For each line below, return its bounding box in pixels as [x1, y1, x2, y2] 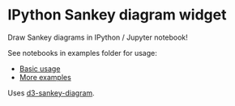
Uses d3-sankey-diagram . [7, 87, 95, 98]
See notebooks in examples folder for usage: [7, 48, 157, 57]
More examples [19, 72, 72, 82]
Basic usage [19, 63, 61, 74]
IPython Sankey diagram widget [7, 6, 227, 24]
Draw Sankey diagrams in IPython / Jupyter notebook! [7, 32, 188, 42]
